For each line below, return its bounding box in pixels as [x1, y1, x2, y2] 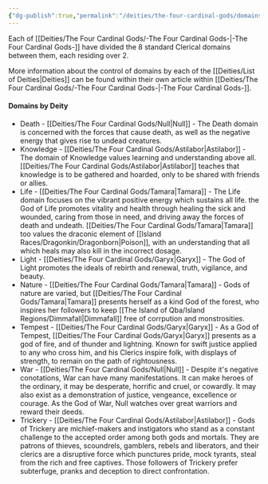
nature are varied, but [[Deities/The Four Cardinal [19, 288, 182, 297]
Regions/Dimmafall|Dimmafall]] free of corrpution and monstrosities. [19, 313, 245, 323]
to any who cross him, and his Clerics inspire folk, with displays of [19, 348, 237, 357]
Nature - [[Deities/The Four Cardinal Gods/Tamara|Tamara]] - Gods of [19, 280, 250, 289]
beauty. [19, 271, 45, 281]
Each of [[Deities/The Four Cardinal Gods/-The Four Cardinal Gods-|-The [8, 33, 248, 43]
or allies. [19, 178, 49, 187]
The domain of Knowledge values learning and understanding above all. [19, 152, 257, 162]
